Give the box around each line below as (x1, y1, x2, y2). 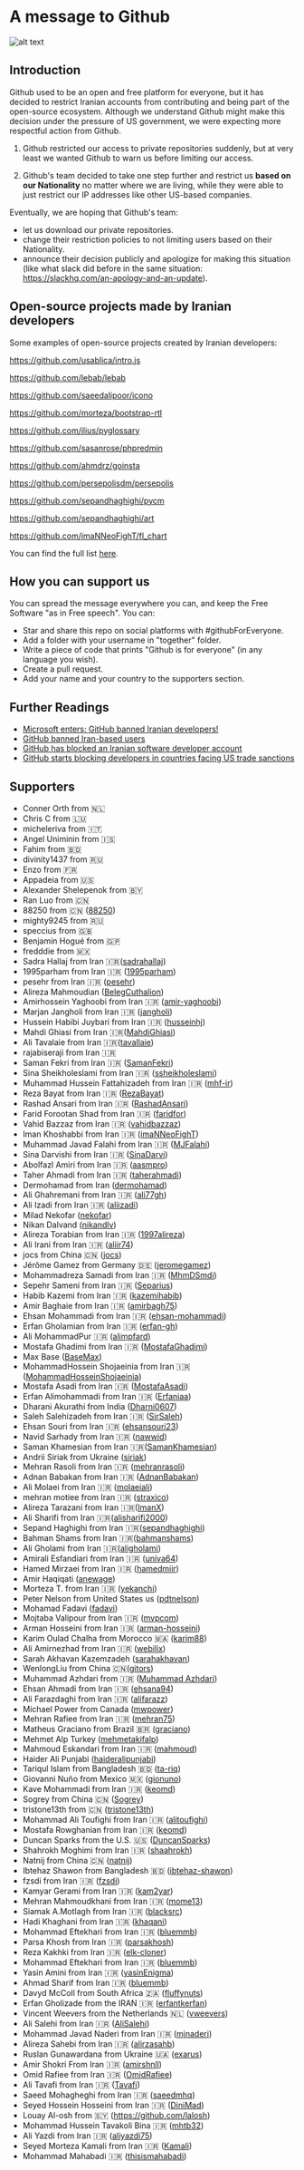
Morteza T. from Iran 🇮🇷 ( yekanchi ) (22, 1584, 157, 1594)
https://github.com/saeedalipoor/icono (9, 390, 154, 401)
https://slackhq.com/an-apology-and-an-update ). (22, 272, 208, 283)
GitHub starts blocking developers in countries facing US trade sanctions (22, 752, 295, 763)
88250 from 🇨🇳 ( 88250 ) (22, 905, 116, 915)
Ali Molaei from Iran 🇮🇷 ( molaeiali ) (22, 1482, 153, 1492)
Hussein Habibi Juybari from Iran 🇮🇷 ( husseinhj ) (22, 1017, 206, 1027)
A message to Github (9, 6, 170, 27)
